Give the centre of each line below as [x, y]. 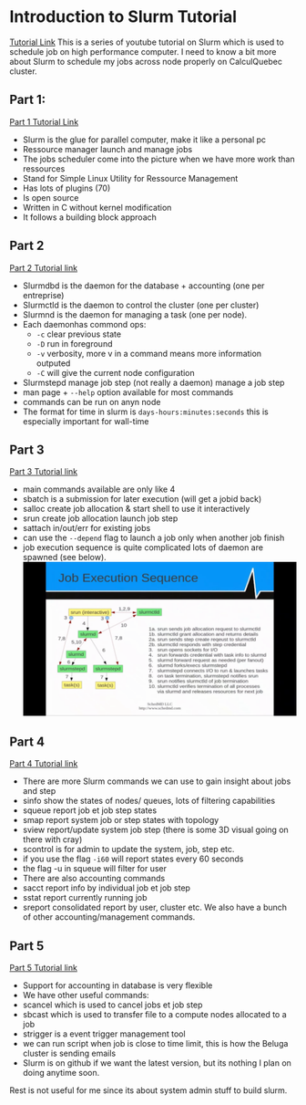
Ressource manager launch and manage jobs [107, 149]
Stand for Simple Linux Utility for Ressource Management [130, 178]
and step [39, 791]
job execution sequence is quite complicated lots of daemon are [143, 547]
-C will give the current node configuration [116, 372]
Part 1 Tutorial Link [44, 121]
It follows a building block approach [90, 217]
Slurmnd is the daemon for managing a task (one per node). [135, 314]
